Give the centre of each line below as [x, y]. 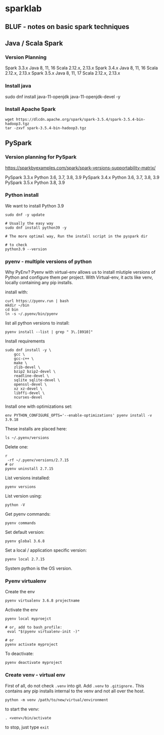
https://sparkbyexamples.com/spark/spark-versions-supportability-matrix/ [80, 168]
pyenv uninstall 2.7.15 [29, 469]
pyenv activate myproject [31, 645]
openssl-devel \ [31, 385]
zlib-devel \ [27, 367]
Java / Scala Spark [34, 43]
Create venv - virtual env [35, 675]
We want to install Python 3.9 [35, 206]
